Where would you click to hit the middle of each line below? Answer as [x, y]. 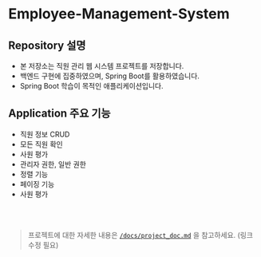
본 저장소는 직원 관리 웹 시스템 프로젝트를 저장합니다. [102, 66]
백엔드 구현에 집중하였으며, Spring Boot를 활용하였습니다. [109, 76]
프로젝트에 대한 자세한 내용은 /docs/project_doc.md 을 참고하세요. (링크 [140, 235]
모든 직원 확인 [41, 144]
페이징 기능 [37, 184]
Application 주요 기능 [59, 114]
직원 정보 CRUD [45, 134]
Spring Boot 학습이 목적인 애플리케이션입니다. [91, 86]
